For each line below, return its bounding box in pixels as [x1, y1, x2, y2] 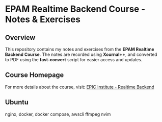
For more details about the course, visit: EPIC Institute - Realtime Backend [5, 84, 155, 90]
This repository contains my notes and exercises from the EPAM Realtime [5, 47, 155, 52]
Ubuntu [5, 98, 28, 106]
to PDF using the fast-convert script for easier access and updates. [5, 57, 143, 62]
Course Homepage [5, 71, 64, 79]
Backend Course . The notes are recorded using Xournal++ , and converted [5, 51, 158, 57]
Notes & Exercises [5, 14, 81, 25]
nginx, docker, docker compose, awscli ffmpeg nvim [5, 111, 111, 117]
